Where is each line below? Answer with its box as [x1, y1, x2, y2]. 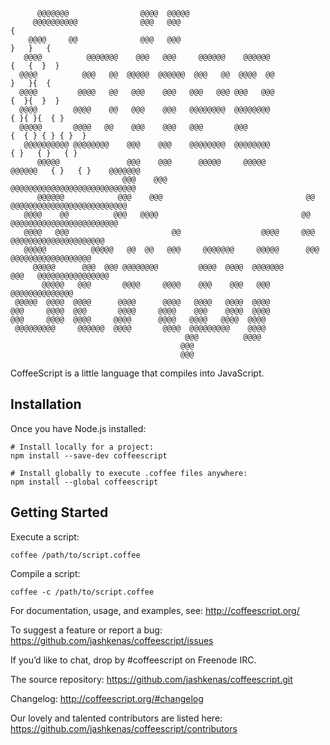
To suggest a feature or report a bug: [10, 624, 163, 636]
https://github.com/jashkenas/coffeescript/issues [10, 634, 214, 646]
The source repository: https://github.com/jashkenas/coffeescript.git [10, 673, 293, 685]
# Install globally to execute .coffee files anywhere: [10, 468, 248, 478]
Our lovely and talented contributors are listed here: [10, 712, 223, 724]
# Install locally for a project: [10, 442, 155, 452]
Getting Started [10, 504, 109, 521]
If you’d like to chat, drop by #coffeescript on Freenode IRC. [10, 654, 257, 666]
